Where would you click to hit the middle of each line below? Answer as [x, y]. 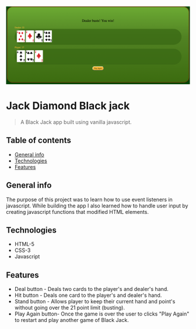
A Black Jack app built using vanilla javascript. [76, 122]
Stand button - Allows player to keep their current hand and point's [95, 302]
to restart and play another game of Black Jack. [72, 320]
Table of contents [38, 141]
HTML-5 [24, 244]
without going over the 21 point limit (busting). [70, 308]
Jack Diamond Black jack [68, 106]
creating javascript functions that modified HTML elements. [77, 212]
